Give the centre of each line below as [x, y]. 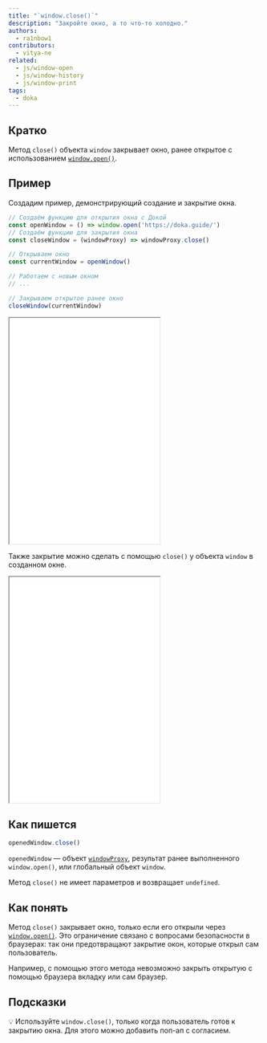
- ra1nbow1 [34, 38]
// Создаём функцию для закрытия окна [73, 232]
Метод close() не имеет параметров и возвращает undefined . [114, 882]
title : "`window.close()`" [53, 16]
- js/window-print [47, 83]
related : [23, 61]
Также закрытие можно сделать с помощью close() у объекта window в [131, 556]
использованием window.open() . [63, 158]
